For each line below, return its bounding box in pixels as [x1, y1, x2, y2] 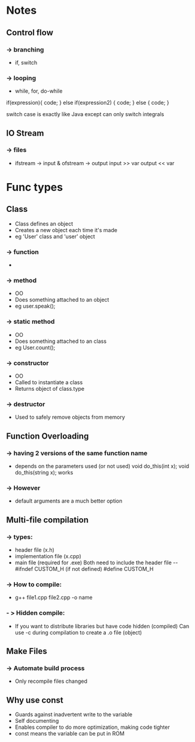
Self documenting [14, 717, 59, 725]
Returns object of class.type [14, 385, 85, 393]
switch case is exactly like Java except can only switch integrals [6, 111, 164, 118]
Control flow [6, 28, 54, 38]
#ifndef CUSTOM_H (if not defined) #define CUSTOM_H [14, 565, 154, 573]
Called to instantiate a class [14, 379, 83, 386]
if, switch [14, 59, 38, 66]
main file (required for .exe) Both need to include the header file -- [14, 559, 178, 566]
